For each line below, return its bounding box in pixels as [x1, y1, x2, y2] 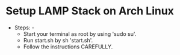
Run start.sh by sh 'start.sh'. [23, 36, 93, 44]
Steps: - [14, 24, 34, 31]
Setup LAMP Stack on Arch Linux [5, 4, 174, 18]
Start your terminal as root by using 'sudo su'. [23, 30, 137, 37]
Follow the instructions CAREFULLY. [23, 43, 113, 50]
